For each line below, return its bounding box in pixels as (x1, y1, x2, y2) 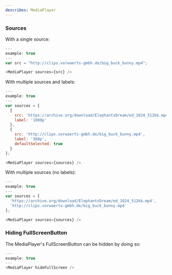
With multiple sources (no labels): (5, 169, 76, 175)
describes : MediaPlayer (5, 7, 56, 13)
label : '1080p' (14, 117, 47, 123)
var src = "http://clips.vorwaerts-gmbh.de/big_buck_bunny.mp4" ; (5, 60, 147, 66)
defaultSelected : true (14, 141, 63, 146)
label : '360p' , (14, 136, 47, 142)
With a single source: (5, 36, 50, 42)
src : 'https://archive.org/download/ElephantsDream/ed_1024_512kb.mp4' (14, 112, 170, 118)
